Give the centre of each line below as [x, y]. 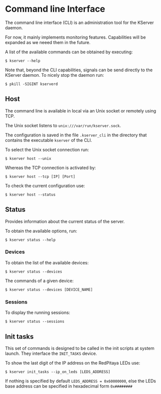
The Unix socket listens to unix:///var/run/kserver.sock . [63, 125]
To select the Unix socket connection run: [47, 150]
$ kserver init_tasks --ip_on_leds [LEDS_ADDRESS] [58, 372]
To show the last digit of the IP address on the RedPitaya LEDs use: [73, 363]
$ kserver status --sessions [35, 322]
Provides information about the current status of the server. [65, 221]
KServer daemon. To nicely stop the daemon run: [55, 75]
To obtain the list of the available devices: [47, 263]
